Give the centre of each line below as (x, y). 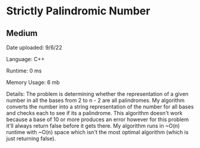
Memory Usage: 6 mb (33, 82)
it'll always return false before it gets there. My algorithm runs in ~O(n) (93, 126)
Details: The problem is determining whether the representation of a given (97, 94)
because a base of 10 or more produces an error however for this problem (98, 119)
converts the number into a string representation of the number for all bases (100, 107)
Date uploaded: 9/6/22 (34, 47)
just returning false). (31, 138)
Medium (22, 33)
